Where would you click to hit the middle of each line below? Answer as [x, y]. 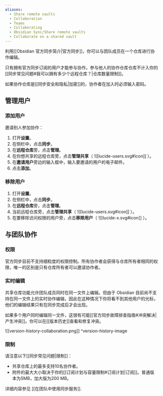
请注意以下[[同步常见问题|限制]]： [39, 356]
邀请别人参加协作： [24, 127]
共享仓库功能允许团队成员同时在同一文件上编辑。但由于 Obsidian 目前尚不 [79, 292]
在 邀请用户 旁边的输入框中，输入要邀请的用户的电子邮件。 [69, 162]
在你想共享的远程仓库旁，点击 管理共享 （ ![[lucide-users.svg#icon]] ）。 [83, 156]
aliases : [14, 9]
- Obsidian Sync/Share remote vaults [48, 32]
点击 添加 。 [23, 168]
